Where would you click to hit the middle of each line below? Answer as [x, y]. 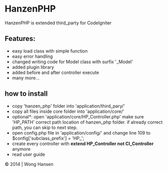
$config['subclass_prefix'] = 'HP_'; [48, 138]
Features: [20, 39]
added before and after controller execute [55, 72]
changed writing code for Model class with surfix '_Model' [72, 62]
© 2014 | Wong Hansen [29, 164]
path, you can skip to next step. [45, 127]
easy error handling [33, 56]
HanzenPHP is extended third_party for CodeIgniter [58, 23]
